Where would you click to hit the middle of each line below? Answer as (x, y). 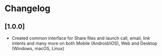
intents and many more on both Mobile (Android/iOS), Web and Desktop (84, 43)
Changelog (27, 9)
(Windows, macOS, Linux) (38, 48)
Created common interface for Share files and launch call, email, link (81, 38)
